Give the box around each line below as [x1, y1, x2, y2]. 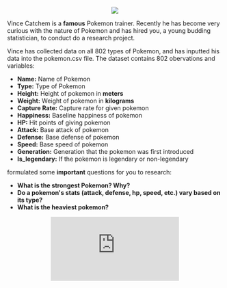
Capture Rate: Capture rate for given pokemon [16, 104, 149, 112]
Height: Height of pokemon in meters [16, 90, 124, 97]
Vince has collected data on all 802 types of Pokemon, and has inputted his [7, 47, 220, 55]
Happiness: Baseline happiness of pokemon [16, 112, 142, 119]
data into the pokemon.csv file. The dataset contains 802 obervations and [7, 55, 215, 62]
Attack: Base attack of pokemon [16, 126, 109, 133]
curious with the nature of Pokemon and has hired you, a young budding [7, 27, 211, 34]
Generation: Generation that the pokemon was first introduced [16, 148, 194, 155]
